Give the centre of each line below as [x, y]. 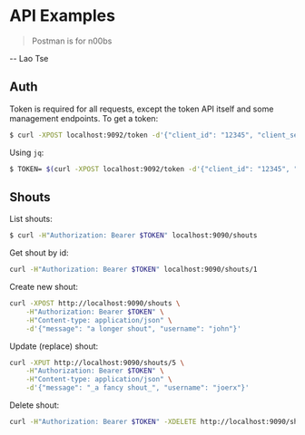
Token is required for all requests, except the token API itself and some [142, 109]
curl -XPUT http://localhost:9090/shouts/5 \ [97, 362]
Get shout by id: [39, 253]
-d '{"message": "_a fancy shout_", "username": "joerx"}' [138, 388]
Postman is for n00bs [72, 41]
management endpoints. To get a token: [84, 118]
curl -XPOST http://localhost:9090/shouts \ [95, 304]
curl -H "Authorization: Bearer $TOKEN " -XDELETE [103, 422]
